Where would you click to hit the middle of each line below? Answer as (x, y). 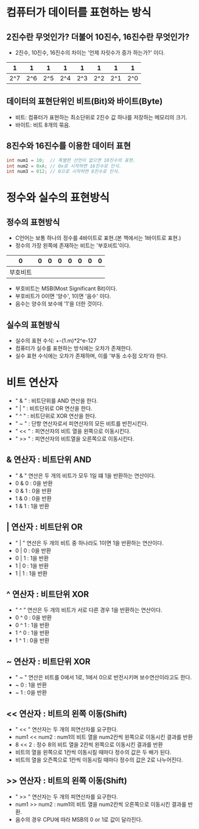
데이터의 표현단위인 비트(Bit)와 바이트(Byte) (85, 101)
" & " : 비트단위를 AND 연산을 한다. (57, 401)
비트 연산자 (32, 383)
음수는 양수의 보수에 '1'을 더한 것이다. (59, 304)
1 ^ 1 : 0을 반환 (32, 640)
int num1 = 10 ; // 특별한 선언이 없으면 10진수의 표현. (71, 160)
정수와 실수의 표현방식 (58, 198)
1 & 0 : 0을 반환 (33, 498)
